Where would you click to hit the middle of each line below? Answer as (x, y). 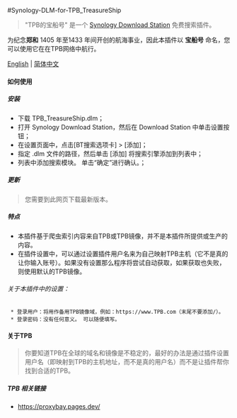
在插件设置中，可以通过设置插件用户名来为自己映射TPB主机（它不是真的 (123, 254)
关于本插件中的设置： (38, 289)
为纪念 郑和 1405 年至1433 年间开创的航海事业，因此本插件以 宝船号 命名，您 (119, 40)
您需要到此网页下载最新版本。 (68, 199)
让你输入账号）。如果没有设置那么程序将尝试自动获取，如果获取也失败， (121, 262)
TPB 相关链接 (27, 388)
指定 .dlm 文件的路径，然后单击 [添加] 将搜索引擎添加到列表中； (110, 153)
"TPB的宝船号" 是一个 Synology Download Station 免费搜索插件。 (120, 25)
